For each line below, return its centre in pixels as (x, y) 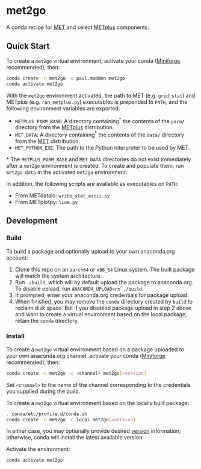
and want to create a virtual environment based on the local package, (101, 314)
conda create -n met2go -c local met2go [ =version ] (71, 420)
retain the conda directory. (47, 321)
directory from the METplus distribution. (64, 127)
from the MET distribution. (47, 141)
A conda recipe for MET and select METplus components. (78, 27)
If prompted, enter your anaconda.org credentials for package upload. (102, 295)
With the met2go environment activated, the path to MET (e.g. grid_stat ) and (101, 95)
